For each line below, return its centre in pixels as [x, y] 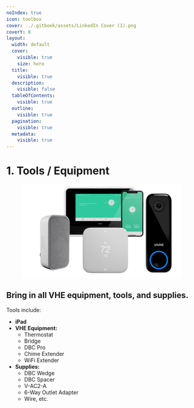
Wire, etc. [36, 398]
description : [28, 83]
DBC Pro [35, 347]
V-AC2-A [35, 386]
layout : [16, 38]
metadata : [24, 134]
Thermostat [38, 334]
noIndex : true [24, 13]
